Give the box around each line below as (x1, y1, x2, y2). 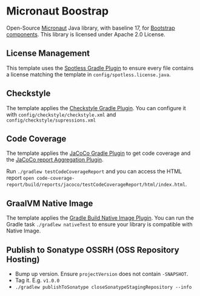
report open (6, 174, 35, 182)
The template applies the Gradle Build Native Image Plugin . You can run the (6, 214, 194, 222)
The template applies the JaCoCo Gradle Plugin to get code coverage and (6, 150, 191, 157)
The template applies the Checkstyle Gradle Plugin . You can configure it (6, 104, 186, 111)
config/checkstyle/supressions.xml (6, 117, 96, 123)
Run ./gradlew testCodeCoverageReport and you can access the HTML (6, 168, 182, 175)
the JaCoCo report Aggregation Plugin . (6, 156, 104, 163)
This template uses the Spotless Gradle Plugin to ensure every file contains (6, 64, 194, 71)
